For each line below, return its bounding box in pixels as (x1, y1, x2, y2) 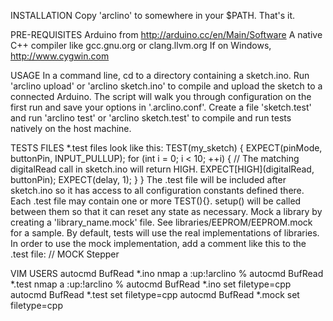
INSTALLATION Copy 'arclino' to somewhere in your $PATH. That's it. (10, 10, 296, 21)
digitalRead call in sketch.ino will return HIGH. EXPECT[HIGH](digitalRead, (10, 163, 315, 175)
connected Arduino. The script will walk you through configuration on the (10, 91, 312, 102)
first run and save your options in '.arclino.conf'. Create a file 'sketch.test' (10, 101, 312, 113)
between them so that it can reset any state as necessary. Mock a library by (10, 206, 323, 217)
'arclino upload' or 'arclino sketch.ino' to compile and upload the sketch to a (10, 80, 323, 92)
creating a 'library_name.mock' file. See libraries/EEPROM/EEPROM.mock (10, 216, 313, 228)
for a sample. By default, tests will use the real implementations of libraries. (10, 227, 320, 239)
